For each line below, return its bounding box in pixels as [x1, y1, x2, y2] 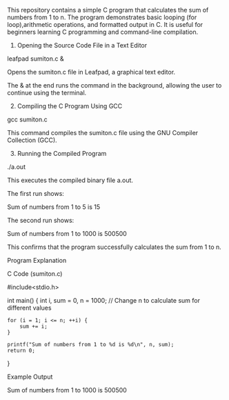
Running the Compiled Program [17, 150, 107, 157]
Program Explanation [7, 257, 67, 264]
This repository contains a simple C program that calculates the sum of [7, 6, 209, 14]
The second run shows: [7, 217, 74, 224]
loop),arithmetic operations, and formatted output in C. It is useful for [7, 21, 203, 28]
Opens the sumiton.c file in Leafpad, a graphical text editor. [7, 68, 176, 76]
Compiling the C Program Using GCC [17, 102, 123, 110]
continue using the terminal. [7, 89, 87, 97]
